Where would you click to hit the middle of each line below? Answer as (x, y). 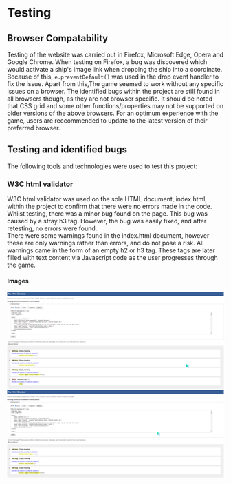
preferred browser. (34, 128)
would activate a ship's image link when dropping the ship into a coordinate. (115, 69)
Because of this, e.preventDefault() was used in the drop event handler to (113, 77)
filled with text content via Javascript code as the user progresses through (112, 258)
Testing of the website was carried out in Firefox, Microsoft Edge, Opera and (115, 54)
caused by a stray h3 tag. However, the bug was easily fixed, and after (107, 221)
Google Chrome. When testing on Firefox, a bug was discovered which (107, 62)
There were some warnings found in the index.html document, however (108, 236)
